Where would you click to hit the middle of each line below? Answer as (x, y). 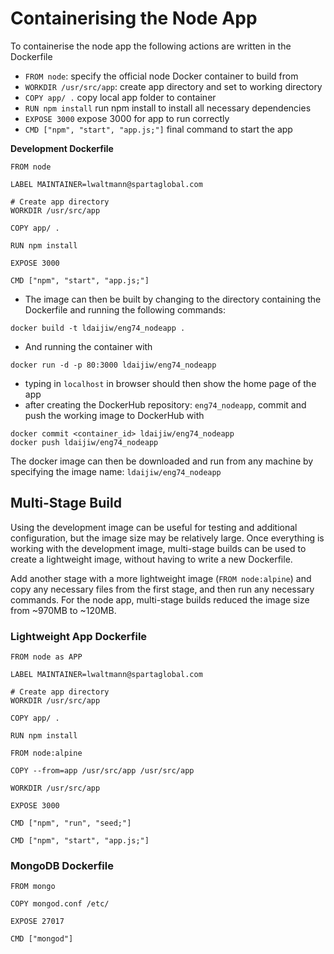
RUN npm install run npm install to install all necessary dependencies (168, 108)
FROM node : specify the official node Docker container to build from (161, 76)
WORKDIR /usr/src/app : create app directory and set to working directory (173, 86)
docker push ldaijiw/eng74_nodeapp (84, 442)
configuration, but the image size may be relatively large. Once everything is (167, 538)
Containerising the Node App (134, 18)
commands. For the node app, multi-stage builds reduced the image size (160, 599)
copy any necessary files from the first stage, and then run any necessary (162, 589)
